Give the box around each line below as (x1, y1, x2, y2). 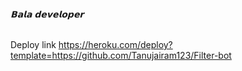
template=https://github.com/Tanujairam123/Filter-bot (10, 50, 232, 62)
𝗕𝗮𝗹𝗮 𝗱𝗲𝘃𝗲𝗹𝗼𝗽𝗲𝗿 (10, 8, 85, 20)
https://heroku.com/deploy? (58, 39, 173, 51)
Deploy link (10, 39, 57, 51)
